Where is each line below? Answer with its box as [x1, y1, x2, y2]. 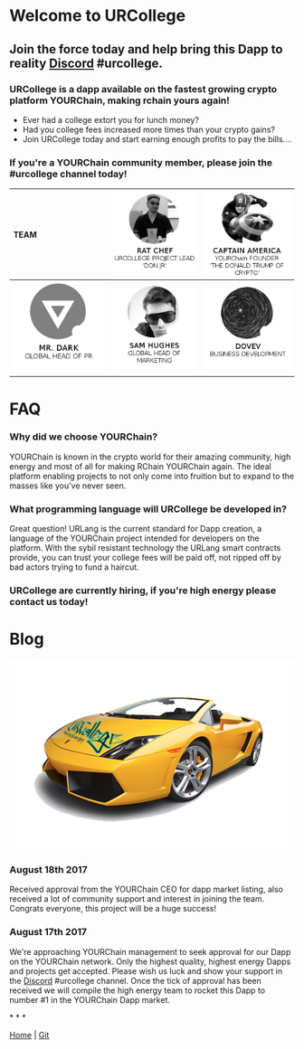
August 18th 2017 [9, 863, 88, 875]
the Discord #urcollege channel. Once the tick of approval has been [9, 975, 262, 986]
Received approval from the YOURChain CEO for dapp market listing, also [9, 884, 283, 895]
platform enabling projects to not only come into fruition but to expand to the [9, 470, 295, 481]
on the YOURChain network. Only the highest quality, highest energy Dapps [9, 956, 291, 967]
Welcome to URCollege [9, 5, 186, 26]
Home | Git [9, 1029, 50, 1040]
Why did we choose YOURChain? [9, 430, 158, 443]
